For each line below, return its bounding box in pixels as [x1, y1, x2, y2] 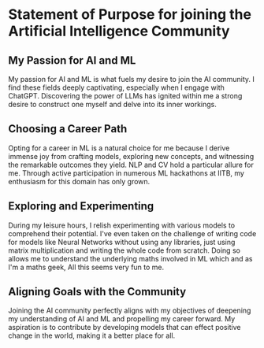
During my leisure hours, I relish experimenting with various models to [8, 220, 235, 230]
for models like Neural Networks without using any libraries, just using [8, 237, 236, 246]
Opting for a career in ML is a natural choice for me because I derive [8, 143, 230, 153]
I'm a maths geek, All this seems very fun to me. [8, 262, 165, 272]
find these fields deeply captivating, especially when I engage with [8, 83, 225, 92]
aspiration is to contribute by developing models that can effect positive [8, 323, 241, 332]
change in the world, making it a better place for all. [8, 331, 176, 340]
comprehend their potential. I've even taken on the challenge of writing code [8, 228, 257, 238]
